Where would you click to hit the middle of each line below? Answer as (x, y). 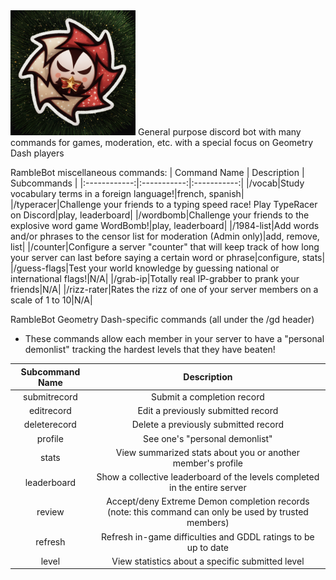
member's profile (207, 463)
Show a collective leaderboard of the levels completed (208, 477)
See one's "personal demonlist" (208, 438)
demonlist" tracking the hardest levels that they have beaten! (150, 349)
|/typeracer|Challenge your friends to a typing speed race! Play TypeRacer (164, 204)
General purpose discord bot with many (219, 132)
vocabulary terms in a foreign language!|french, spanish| (127, 193)
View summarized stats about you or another (207, 452)
